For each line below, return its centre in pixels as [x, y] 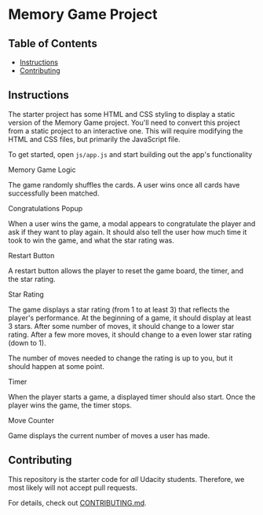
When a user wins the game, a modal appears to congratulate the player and [132, 223]
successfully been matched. [54, 193]
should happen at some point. [56, 366]
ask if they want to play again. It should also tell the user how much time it [128, 232]
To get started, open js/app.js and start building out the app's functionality [130, 154]
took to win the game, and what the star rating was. [91, 240]
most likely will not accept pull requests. [73, 488]
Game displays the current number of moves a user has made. [109, 435]
